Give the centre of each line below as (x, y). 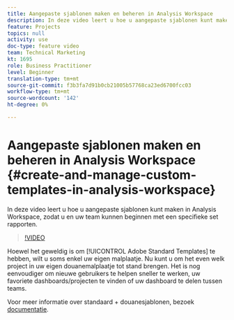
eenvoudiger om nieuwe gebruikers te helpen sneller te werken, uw (104, 273)
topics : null (26, 33)
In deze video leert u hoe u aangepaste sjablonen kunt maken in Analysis (112, 209)
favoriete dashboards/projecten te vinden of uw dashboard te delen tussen (115, 281)
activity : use (28, 40)
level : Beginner (31, 72)
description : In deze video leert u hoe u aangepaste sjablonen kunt (110, 20)
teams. (17, 288)
